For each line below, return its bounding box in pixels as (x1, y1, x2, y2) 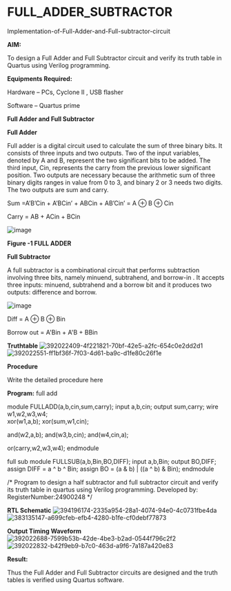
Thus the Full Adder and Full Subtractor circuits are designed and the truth (7, 568, 219, 576)
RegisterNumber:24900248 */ (7, 492, 93, 501)
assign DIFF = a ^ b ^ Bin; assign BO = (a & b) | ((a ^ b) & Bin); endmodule (7, 465, 214, 473)
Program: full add (7, 388, 58, 397)
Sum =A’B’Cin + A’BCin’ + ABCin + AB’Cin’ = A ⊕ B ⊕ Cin (7, 198, 174, 207)
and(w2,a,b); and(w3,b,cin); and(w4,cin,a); (7, 430, 129, 439)
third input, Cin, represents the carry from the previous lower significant (7, 163, 212, 171)
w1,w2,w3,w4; (7, 409, 48, 418)
